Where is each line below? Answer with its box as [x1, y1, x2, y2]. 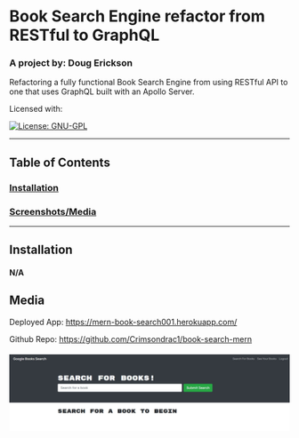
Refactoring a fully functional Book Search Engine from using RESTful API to [9, 77, 288, 88]
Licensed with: [9, 104, 63, 115]
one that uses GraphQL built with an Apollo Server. [9, 86, 195, 97]
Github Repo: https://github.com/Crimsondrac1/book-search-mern [9, 333, 252, 344]
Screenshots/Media [9, 205, 97, 218]
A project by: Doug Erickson [9, 57, 133, 69]
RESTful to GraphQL [9, 25, 160, 45]
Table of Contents [9, 155, 111, 170]
